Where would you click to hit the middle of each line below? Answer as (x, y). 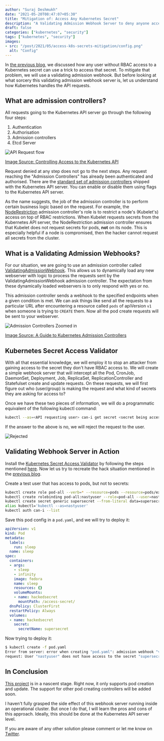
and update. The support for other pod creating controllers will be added (78, 689)
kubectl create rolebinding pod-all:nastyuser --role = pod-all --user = (78, 497)
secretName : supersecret (43, 629)
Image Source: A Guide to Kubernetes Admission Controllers (66, 335)
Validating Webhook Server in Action (62, 452)
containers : (22, 561)
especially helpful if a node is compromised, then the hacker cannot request (82, 233)
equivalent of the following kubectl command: (51, 408)
